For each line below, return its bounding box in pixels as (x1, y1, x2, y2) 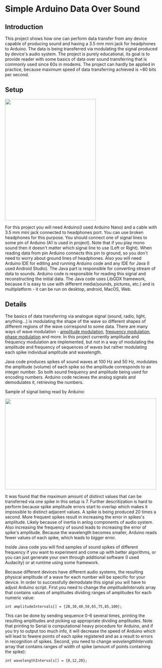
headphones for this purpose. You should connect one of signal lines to (5, 234, 147, 240)
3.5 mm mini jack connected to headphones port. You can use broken (5, 229, 144, 235)
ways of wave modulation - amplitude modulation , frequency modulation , (5, 329, 151, 334)
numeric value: (5, 595, 35, 601)
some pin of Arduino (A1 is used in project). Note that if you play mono (5, 239, 145, 246)
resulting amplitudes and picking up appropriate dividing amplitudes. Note (5, 618, 153, 623)
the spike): (5, 649, 26, 654)
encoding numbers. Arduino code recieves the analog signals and (5, 374, 136, 380)
